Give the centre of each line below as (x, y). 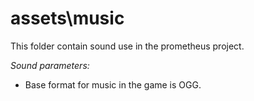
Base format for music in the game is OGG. (113, 84)
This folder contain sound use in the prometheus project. (127, 46)
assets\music (67, 18)
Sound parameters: (50, 65)
